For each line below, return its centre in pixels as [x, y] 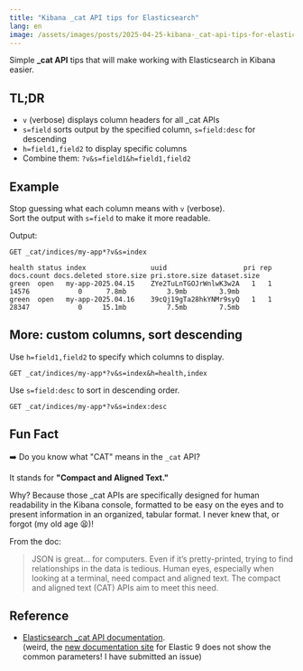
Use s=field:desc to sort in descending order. [95, 390]
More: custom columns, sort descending [126, 335]
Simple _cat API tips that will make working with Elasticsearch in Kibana [142, 61]
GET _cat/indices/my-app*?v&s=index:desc [88, 406]
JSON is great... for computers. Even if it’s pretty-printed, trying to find [162, 559]
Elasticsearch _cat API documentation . [93, 638]
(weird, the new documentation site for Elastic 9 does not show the [147, 648]
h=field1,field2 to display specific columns [105, 149]
